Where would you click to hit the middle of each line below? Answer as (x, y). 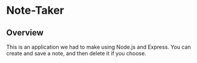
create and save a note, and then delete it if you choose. (76, 53)
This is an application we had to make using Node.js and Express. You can (99, 47)
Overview (25, 33)
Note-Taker (35, 10)
